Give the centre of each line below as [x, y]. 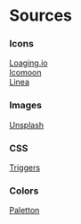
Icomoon [25, 73]
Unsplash [27, 125]
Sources [41, 16]
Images [26, 106]
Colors [24, 191]
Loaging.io [28, 63]
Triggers [25, 168]
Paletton [24, 211]
